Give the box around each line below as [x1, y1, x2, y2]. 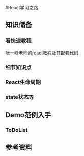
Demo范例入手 [5, 111, 51, 119]
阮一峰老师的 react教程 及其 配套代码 [5, 50, 79, 56]
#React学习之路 [5, 5, 38, 10]
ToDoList [5, 126, 28, 133]
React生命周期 [5, 78, 41, 85]
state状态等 [5, 93, 34, 101]
